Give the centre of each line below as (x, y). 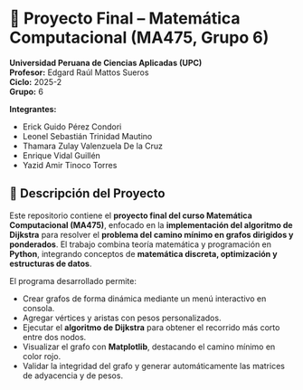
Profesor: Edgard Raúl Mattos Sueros (79, 72)
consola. (38, 308)
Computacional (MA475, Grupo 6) (139, 38)
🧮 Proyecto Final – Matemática (125, 19)
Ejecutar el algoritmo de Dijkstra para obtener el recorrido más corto (151, 327)
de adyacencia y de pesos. (73, 376)
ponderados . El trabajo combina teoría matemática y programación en (141, 244)
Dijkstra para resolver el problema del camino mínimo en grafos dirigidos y (151, 234)
